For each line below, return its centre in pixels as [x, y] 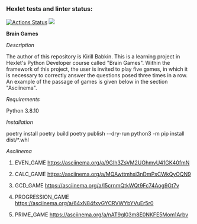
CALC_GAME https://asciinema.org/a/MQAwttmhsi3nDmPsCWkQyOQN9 [103, 174]
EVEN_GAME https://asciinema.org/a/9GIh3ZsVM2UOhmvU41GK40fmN [102, 163]
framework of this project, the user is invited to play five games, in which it [97, 69]
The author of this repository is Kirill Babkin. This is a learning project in [93, 57]
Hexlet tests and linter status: [49, 9]
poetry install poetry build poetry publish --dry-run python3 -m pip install [95, 134]
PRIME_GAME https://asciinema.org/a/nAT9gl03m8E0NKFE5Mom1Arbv [101, 215]
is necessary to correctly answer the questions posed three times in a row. [97, 75]
